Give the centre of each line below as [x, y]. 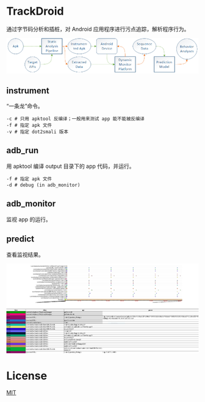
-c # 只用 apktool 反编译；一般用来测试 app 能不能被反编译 [75, 119]
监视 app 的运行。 [29, 219]
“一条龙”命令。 [25, 106]
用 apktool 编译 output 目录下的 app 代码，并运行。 [71, 166]
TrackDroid [35, 11]
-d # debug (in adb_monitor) [43, 185]
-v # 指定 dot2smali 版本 [38, 132]
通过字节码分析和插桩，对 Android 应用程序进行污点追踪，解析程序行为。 [98, 29]
